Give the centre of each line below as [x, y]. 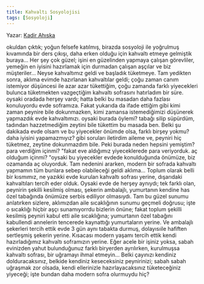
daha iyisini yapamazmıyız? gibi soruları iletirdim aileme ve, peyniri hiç [94, 137]
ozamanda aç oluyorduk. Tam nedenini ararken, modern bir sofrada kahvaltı [101, 164]
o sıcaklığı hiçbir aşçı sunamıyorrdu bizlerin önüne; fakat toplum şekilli [94, 209]
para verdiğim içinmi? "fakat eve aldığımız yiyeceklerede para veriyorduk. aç [102, 151]
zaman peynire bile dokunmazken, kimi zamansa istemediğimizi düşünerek [100, 112]
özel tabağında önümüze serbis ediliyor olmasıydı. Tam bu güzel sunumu [97, 196]
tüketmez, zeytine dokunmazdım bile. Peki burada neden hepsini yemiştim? [100, 144]
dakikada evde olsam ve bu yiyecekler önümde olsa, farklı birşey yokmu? [98, 131]
